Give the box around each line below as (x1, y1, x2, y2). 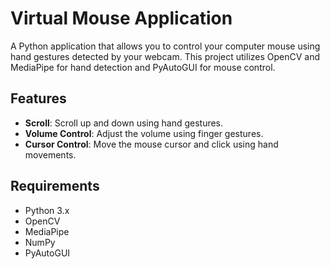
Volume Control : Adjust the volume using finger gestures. (24, 127, 264, 139)
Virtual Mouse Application (10, 7, 233, 30)
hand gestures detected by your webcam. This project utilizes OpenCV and (10, 50, 321, 62)
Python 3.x (24, 204, 70, 216)
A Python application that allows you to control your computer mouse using (10, 40, 321, 52)
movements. (24, 148, 77, 161)
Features (10, 90, 67, 107)
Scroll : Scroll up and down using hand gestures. (24, 117, 224, 129)
